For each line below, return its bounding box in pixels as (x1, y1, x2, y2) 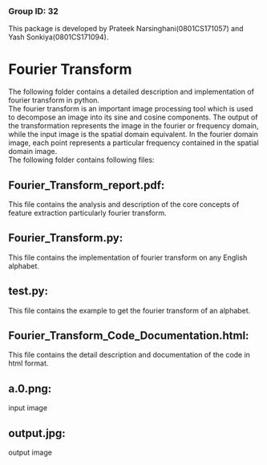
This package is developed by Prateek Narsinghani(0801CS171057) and (8, 24, 244, 34)
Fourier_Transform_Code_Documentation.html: (8, 329, 249, 342)
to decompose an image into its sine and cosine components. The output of (8, 112, 258, 122)
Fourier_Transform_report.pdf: (8, 178, 165, 192)
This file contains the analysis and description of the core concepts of (8, 200, 240, 209)
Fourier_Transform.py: (8, 231, 123, 245)
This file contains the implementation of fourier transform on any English (8, 253, 248, 262)
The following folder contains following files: (8, 155, 155, 165)
